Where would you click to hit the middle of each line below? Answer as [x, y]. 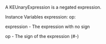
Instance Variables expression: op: [41, 17]
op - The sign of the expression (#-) [42, 36]
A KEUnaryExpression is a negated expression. [53, 7]
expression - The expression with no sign [48, 26]
